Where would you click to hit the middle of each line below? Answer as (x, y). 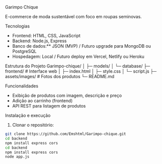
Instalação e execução (28, 115)
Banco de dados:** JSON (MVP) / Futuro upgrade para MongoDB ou (81, 46)
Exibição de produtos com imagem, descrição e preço (67, 96)
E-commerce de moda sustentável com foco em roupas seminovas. (73, 16)
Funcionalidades (22, 86)
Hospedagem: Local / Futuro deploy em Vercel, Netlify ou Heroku (78, 56)
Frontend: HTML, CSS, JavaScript (46, 36)
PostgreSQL (24, 51)
